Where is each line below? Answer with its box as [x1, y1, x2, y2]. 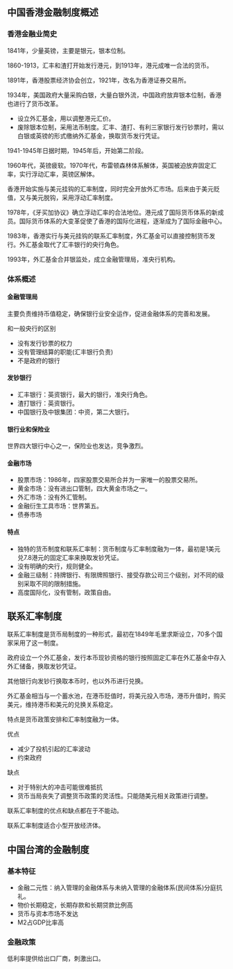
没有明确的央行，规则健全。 [17, 562, 97, 570]
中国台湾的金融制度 [7, 844, 89, 856]
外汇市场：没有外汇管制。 [17, 493, 91, 502]
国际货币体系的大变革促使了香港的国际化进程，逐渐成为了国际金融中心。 [19, 216, 226, 225]
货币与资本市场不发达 [17, 910, 78, 918]
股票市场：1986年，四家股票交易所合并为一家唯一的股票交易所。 [17, 476, 202, 484]
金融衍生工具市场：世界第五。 [17, 502, 103, 510]
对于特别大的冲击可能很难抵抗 [17, 783, 103, 792]
